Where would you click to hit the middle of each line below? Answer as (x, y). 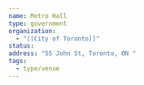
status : (22, 46)
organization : (33, 31)
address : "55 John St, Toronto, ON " (72, 53)
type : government (38, 23)
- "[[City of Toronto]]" (58, 38)
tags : (17, 62)
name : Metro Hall (38, 16)
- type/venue (38, 69)
